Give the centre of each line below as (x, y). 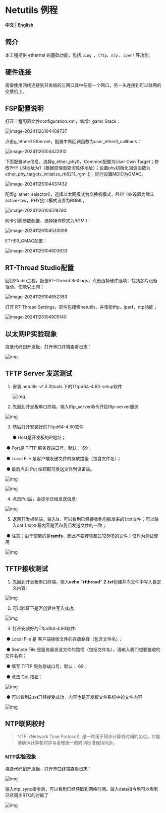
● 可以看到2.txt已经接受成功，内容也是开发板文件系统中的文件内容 (74, 697)
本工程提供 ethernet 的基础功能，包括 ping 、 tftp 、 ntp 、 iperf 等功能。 (79, 55)
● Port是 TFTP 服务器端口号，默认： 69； (49, 448)
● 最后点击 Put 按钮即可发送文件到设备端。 (51, 469)
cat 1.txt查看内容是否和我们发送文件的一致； (62, 525)
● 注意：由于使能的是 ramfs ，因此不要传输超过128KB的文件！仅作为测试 (80, 536)
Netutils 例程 (31, 10)
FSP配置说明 (24, 108)
